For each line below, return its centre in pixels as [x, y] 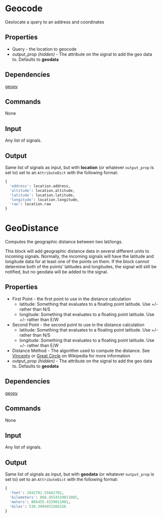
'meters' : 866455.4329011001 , [40, 502]
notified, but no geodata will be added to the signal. [57, 272]
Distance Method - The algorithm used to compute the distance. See [81, 351]
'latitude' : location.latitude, [42, 195]
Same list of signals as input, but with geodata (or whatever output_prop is [80, 474]
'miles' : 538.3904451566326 [38, 506]
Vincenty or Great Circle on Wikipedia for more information [71, 355]
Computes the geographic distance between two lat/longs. [64, 242]
